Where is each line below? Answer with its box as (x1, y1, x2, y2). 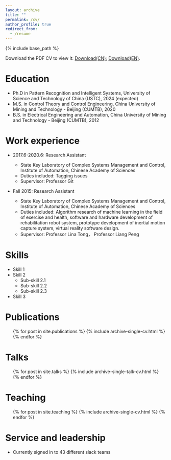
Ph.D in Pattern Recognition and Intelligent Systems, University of (12, 90, 151, 96)
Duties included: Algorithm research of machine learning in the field (20, 209, 163, 215)
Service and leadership (5, 432, 106, 444)
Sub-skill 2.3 (20, 288, 47, 294)
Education (5, 73, 50, 85)
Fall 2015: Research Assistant (12, 188, 75, 194)
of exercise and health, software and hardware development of (20, 214, 153, 220)
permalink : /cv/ (5, 17, 40, 22)
